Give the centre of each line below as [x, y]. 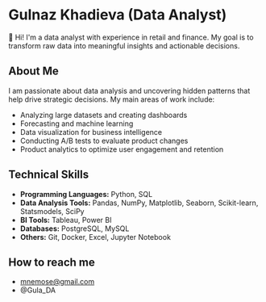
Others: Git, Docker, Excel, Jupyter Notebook [96, 237]
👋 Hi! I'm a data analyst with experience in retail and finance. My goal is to [131, 37]
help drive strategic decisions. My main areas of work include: [112, 99]
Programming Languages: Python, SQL [86, 194]
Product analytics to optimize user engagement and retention [122, 149]
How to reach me [52, 262]
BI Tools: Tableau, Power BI [66, 220]
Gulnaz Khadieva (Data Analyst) [118, 15]
